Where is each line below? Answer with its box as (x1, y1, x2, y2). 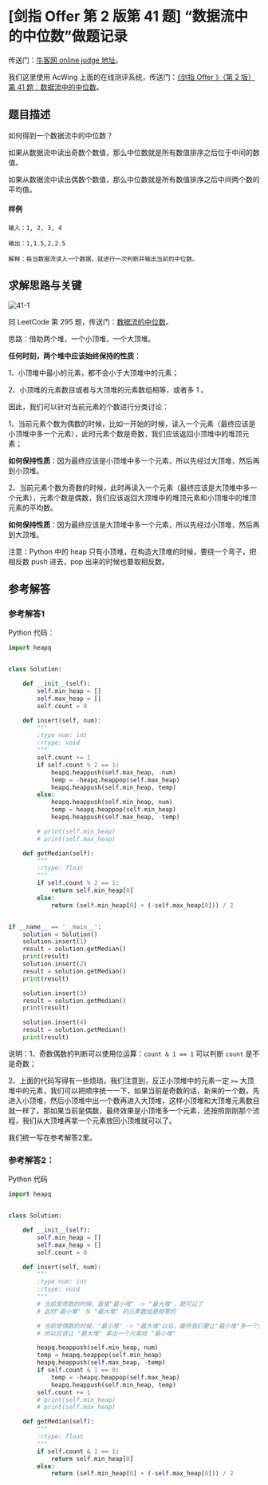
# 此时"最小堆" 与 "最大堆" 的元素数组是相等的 (37, 1308, 176, 1316)
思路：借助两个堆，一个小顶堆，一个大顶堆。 (8, 333, 156, 344)
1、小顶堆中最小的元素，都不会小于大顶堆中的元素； (8, 368, 179, 377)
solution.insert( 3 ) (22, 989, 88, 997)
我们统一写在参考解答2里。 (8, 1133, 97, 1142)
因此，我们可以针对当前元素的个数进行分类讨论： (8, 401, 169, 412)
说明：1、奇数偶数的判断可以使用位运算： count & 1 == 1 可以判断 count (8, 1049, 244, 1058)
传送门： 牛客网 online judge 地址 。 (8, 55, 123, 65)
